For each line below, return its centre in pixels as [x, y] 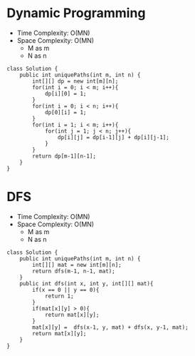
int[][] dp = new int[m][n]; [75, 81]
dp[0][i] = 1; [65, 112]
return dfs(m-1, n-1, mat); [74, 271]
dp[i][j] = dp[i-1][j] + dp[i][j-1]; [114, 137]
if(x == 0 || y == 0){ [66, 290]
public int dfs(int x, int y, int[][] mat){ [86, 283]
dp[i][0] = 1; [65, 93]
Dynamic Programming [76, 13]
